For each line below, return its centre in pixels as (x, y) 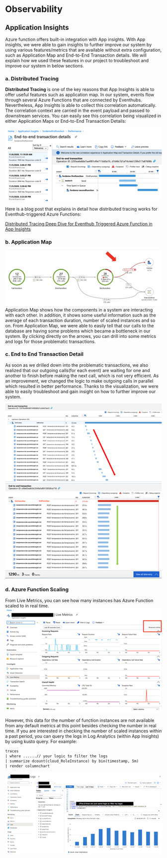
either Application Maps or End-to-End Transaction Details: (66, 121)
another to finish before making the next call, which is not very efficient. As (82, 376)
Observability (34, 9)
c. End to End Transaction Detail (44, 354)
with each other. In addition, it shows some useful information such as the (81, 315)
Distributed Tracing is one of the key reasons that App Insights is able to (80, 89)
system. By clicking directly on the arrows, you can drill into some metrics (81, 336)
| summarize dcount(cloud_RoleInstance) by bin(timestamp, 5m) (72, 761)
